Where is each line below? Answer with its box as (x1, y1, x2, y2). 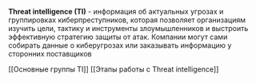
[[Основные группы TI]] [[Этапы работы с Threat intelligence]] (8, 64, 219, 74)
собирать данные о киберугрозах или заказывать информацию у (8, 41, 232, 50)
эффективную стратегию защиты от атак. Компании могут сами (8, 32, 228, 41)
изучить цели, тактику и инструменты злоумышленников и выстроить (8, 24, 249, 33)
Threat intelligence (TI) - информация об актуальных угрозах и (8, 7, 224, 16)
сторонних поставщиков (8, 49, 92, 58)
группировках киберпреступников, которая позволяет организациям (8, 15, 246, 25)
